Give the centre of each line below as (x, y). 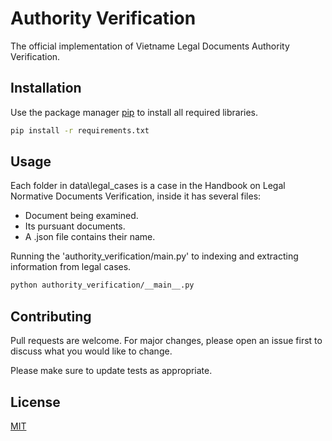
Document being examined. (81, 216)
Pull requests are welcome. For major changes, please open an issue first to (166, 341)
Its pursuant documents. (75, 226)
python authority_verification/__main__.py (102, 285)
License (35, 402)
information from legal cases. (71, 267)
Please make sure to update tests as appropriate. (111, 371)
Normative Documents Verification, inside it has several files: (136, 196)
